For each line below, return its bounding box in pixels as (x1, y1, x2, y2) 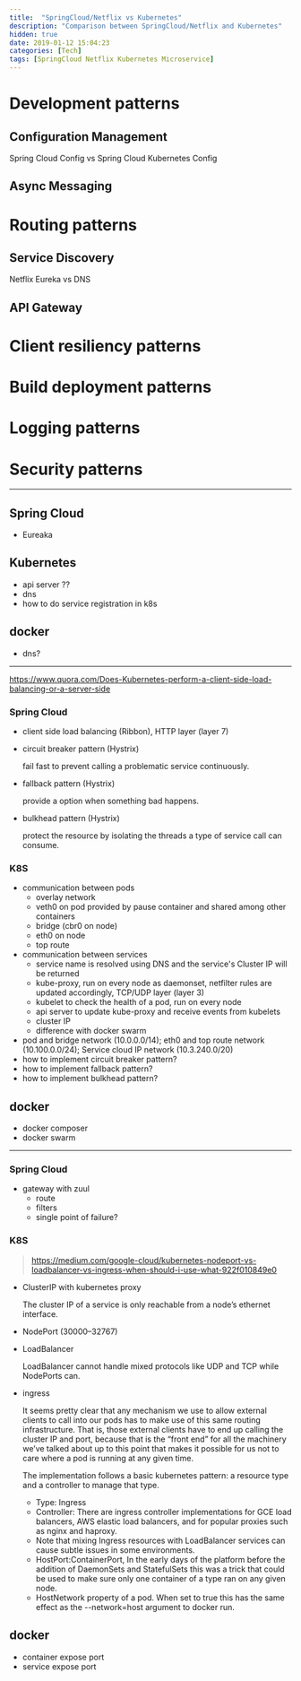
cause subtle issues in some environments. (35, 1544, 195, 1555)
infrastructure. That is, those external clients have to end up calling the (21, 1424, 284, 1434)
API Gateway (9, 299, 83, 315)
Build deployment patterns (9, 377, 212, 397)
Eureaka (21, 530, 54, 541)
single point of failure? (35, 1212, 118, 1223)
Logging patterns (9, 418, 141, 438)
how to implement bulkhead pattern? (21, 1073, 159, 1084)
